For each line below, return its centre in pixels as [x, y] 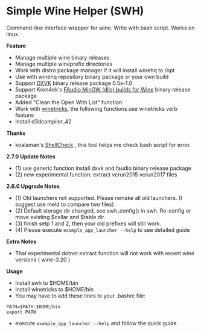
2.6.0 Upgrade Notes [33, 186]
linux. [13, 34]
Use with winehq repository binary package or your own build [92, 76]
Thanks [16, 133]
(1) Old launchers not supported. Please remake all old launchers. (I [98, 198]
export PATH [21, 312]
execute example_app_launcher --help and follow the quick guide [96, 323]
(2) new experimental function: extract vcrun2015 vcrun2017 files [96, 174]
